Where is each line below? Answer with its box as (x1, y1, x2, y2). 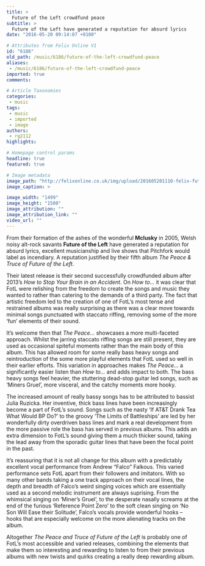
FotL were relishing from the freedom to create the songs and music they (6, 285, 190, 292)
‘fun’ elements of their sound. (6, 317, 81, 324)
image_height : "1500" (6, 200, 62, 206)
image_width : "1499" (6, 195, 59, 201)
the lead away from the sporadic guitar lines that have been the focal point (6, 438, 194, 446)
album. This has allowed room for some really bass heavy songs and (6, 349, 179, 356)
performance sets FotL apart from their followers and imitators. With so (6, 470, 185, 477)
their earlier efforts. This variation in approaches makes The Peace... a (6, 361, 184, 369)
